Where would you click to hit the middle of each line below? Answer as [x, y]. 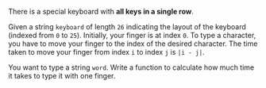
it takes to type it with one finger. [62, 76]
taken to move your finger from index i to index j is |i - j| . [106, 52]
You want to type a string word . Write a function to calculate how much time [131, 67]
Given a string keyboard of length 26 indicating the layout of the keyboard [127, 27]
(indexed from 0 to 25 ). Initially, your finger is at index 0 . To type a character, [132, 35]
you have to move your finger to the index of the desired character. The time [133, 44]
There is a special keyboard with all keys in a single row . [101, 11]
